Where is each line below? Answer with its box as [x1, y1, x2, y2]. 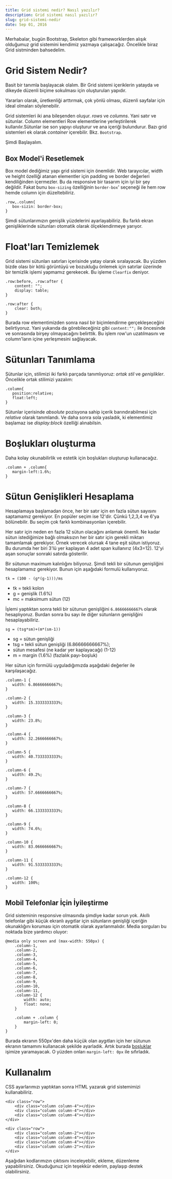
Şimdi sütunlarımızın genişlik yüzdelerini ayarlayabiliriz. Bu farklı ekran [5, 218, 154, 224]
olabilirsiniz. [5, 1168, 31, 1174]
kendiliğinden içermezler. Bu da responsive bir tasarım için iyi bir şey [5, 178, 150, 185]
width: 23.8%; [12, 718, 43, 723]
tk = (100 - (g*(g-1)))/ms [5, 576, 63, 581]
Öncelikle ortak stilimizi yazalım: [5, 376, 73, 382]
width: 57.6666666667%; [12, 790, 63, 795]
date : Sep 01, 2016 [5, 22, 47, 27]
